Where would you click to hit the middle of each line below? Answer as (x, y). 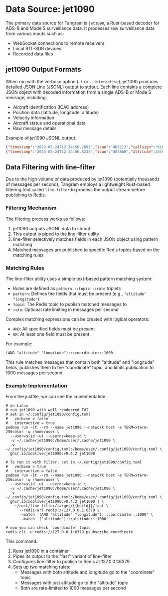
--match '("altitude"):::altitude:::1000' (64, 519)
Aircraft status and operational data (49, 123)
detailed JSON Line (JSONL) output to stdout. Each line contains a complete (84, 87)
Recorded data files (33, 54)
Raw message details (35, 128)
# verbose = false (27, 419)
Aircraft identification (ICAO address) (51, 107)
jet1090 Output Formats (43, 70)
